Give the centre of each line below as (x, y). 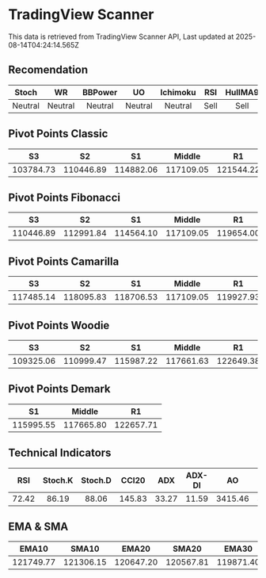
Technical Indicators (60, 453)
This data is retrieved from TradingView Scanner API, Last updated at (121, 36)
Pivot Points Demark (59, 389)
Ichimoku (178, 92)
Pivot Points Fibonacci (65, 197)
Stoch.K (58, 480)
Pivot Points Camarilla (64, 261)
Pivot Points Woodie (59, 325)
